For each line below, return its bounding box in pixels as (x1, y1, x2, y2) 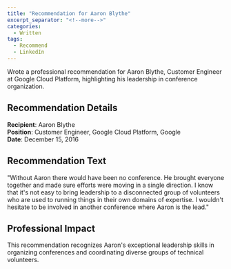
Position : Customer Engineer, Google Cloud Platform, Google (7, 128, 181, 136)
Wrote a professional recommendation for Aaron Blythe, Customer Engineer (7, 67, 222, 76)
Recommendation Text (7, 155, 107, 167)
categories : (7, 23, 41, 30)
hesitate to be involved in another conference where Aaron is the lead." (7, 203, 209, 211)
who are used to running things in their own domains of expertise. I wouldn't (7, 195, 224, 203)
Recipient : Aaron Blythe (7, 120, 76, 128)
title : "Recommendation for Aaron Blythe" (7, 10, 131, 17)
